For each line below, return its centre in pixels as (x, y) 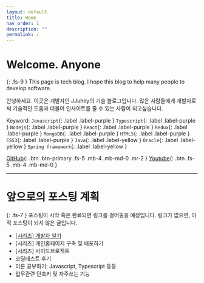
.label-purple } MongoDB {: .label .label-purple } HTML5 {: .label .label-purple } (98, 134)
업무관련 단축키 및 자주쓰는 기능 (52, 274)
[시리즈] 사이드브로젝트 (42, 251)
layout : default (27, 12)
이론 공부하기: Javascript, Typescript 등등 (66, 266)
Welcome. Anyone (54, 65)
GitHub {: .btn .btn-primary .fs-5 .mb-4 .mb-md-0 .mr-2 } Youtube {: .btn (96, 159)
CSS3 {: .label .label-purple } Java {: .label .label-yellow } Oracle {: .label (92, 140)
